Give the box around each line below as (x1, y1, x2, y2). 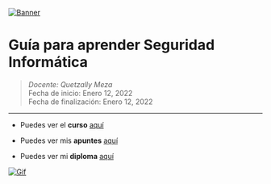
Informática (8, 53, 89, 72)
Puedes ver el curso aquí (19, 119, 104, 129)
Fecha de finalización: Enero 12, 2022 (27, 97, 153, 107)
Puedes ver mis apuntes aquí (19, 136, 119, 145)
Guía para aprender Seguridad (8, 36, 215, 54)
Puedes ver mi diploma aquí (19, 151, 115, 161)
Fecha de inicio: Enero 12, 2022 (27, 88, 133, 98)
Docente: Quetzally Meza (27, 79, 113, 89)
